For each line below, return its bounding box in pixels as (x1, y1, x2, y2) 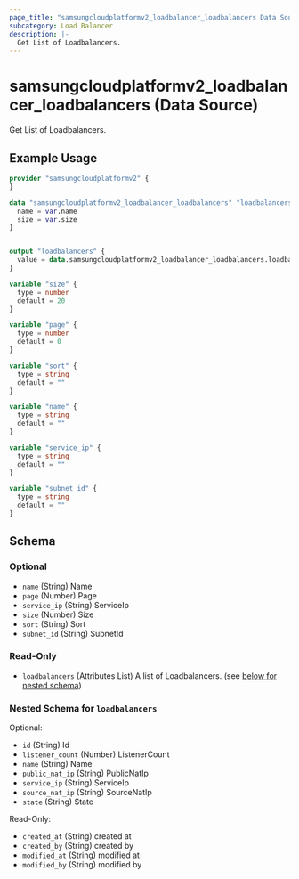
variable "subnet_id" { (9, 484, 98, 493)
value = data (17, 256, 66, 265)
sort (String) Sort (21, 618, 86, 629)
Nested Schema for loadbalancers (9, 702, 158, 714)
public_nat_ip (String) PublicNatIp (21, 768, 149, 779)
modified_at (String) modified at (21, 850, 141, 860)
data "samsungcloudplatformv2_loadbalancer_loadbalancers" (9, 198, 233, 208)
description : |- (9, 29, 69, 38)
